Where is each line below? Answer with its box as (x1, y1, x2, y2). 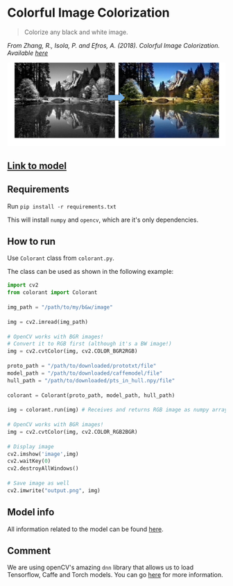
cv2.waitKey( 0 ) (7, 457, 51, 465)
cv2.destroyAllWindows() (7, 465, 79, 472)
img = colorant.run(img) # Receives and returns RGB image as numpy (7, 407, 209, 414)
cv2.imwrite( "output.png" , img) (7, 487, 101, 494)
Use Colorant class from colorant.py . (7, 254, 114, 262)
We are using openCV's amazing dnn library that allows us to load (7, 563, 194, 571)
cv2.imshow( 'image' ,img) (7, 450, 79, 457)
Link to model (7, 160, 67, 172)
